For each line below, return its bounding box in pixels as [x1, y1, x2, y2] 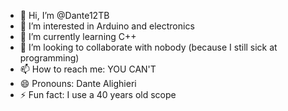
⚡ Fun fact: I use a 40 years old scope [19, 89, 177, 100]
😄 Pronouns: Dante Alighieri [19, 78, 137, 89]
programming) [19, 52, 80, 64]
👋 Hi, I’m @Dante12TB [19, 10, 110, 21]
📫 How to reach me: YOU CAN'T [19, 63, 157, 75]
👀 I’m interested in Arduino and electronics [19, 20, 195, 32]
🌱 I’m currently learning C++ [19, 31, 137, 42]
